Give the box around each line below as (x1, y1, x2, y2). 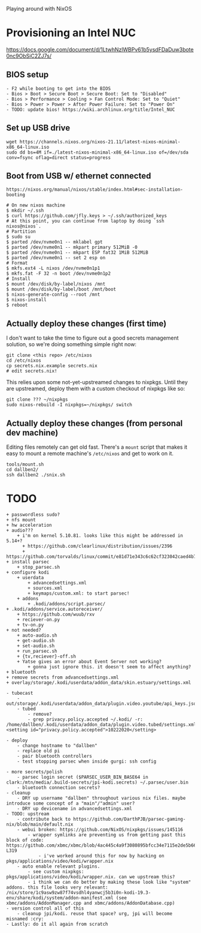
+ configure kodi (6, 569, 50, 575)
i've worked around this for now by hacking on (44, 853, 165, 859)
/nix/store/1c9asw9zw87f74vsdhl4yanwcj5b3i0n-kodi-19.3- (6, 889, 151, 896)
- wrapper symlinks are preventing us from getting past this (28, 832, 186, 838)
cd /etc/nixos (6, 358, 42, 364)
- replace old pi (17, 748, 60, 754)
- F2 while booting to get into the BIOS (6, 85, 111, 92)
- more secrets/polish (6, 769, 63, 775)
